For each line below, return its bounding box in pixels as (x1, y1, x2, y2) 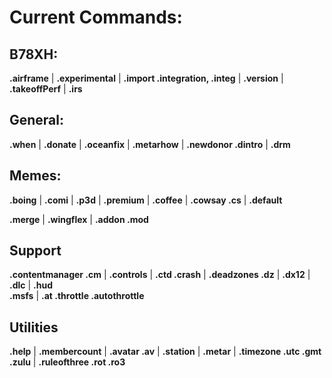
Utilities (9, 319, 59, 336)
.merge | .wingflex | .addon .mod (9, 213, 149, 225)
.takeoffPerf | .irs (9, 83, 83, 95)
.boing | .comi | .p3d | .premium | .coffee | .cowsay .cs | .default (9, 194, 283, 206)
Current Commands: (9, 6, 183, 29)
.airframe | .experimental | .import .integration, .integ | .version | (9, 72, 284, 84)
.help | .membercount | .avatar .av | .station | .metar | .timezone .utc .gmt (9, 346, 322, 358)
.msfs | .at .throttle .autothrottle (9, 290, 145, 302)
